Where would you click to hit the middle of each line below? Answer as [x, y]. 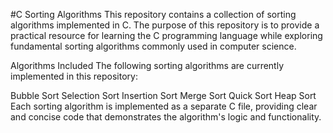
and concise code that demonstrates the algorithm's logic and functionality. [166, 117]
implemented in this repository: [74, 76]
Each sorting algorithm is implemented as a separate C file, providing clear [164, 106]
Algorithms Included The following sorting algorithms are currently [147, 65]
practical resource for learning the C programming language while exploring [166, 35]
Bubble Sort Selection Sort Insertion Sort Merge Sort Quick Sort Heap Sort [163, 95]
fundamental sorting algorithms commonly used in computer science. [153, 46]
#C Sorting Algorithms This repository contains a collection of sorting [153, 14]
